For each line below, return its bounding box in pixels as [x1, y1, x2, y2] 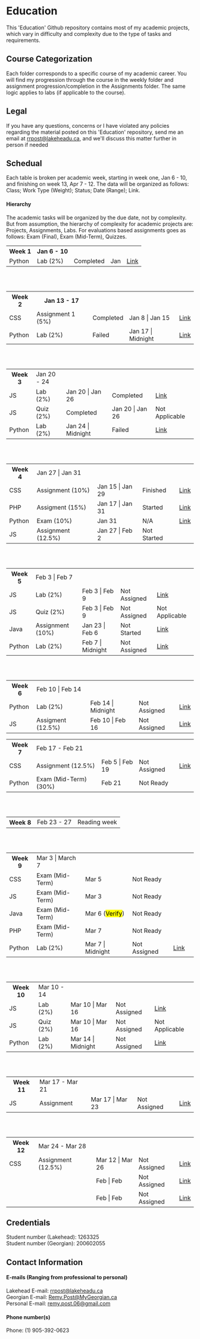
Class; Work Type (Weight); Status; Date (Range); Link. [6, 187, 141, 194]
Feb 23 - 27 [36, 818, 72, 826]
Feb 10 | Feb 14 [36, 685, 82, 693]
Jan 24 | [66, 422, 90, 430]
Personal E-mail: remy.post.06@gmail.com [6, 1300, 111, 1307]
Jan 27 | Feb [97, 526, 133, 535]
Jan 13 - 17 [44, 296, 79, 305]
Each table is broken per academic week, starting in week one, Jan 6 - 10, [6, 174, 187, 182]
